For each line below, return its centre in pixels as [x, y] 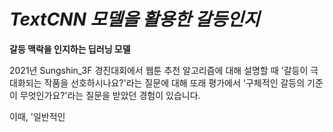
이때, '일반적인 [37, 116]
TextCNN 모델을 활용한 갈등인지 [135, 19]
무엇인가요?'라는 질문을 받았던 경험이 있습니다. [110, 95]
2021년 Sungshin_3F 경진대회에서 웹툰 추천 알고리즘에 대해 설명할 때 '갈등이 [159, 70]
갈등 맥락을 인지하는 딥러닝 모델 [70, 49]
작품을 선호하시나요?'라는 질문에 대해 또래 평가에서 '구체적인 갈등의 [174, 82]
